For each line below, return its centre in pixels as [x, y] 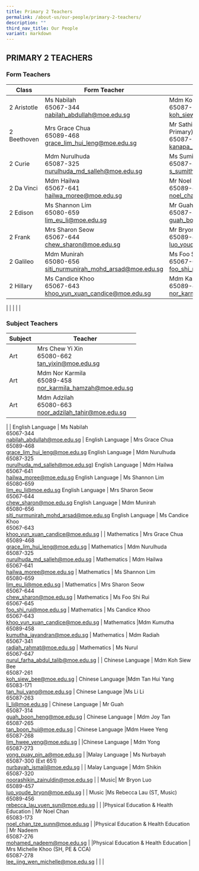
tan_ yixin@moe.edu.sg [68, 363]
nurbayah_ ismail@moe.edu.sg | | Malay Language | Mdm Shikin [84, 767]
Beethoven [24, 139]
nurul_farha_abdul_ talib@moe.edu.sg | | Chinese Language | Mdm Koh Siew [99, 660]
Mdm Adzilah [55, 398]
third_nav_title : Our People [42, 28]
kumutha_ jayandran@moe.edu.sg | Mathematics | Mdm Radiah [83, 635]
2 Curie [20, 164]
